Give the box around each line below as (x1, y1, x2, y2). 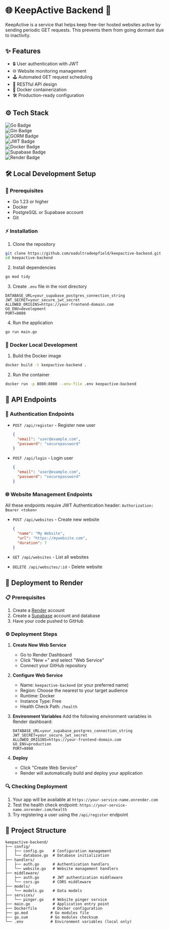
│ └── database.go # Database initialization (5, 853, 109, 858)
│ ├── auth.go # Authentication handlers (5, 861, 109, 867)
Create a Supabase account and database (12, 613, 100, 619)
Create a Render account (12, 608, 65, 614)
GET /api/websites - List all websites (12, 554, 89, 560)
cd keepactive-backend (5, 255, 53, 260)
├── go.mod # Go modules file (5, 910, 89, 915)
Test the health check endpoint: (12, 802, 79, 808)
